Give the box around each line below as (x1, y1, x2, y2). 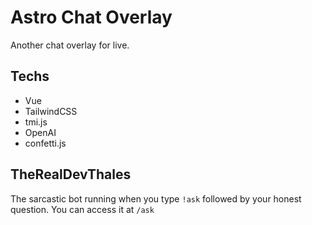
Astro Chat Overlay (10, 6, 173, 29)
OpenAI (24, 126, 57, 138)
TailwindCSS (24, 105, 78, 117)
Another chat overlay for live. (10, 39, 130, 51)
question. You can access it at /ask (10, 203, 155, 215)
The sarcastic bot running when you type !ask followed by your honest (10, 192, 302, 205)
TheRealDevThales (10, 166, 132, 183)
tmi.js (24, 116, 48, 128)
